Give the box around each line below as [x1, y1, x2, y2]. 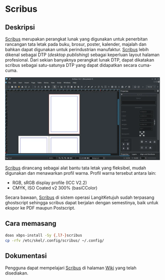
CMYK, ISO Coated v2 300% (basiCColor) [12, 185, 98, 191]
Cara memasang [5, 219, 56, 227]
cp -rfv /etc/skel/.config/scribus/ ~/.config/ [5, 238, 105, 243]
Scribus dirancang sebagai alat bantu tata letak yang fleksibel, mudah [5, 165, 146, 171]
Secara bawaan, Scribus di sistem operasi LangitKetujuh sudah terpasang [5, 194, 155, 200]
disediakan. [5, 270, 28, 276]
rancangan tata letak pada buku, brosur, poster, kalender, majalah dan [5, 41, 147, 47]
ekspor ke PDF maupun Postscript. [5, 205, 76, 211]
